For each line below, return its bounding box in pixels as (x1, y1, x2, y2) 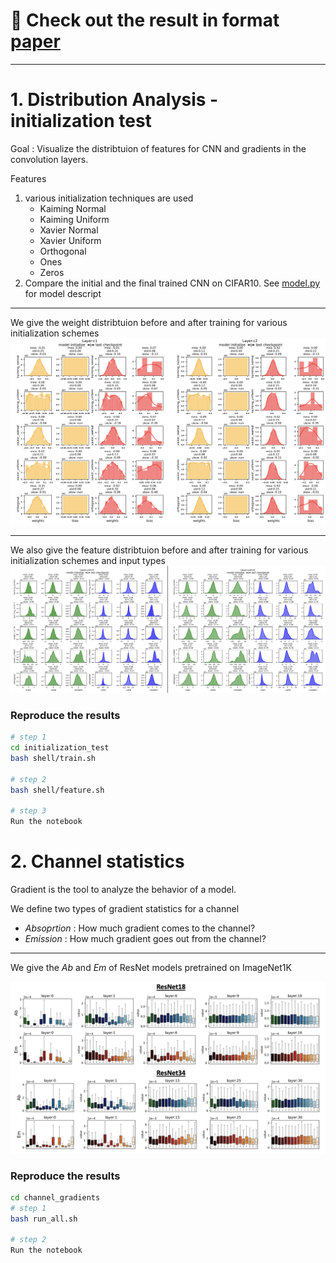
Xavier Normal (39, 224, 99, 236)
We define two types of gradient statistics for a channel (10, 903, 240, 915)
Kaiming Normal (39, 202, 107, 214)
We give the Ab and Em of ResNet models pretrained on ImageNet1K (10, 962, 292, 974)
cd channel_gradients (10, 1192, 101, 1203)
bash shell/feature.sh (10, 785, 105, 795)
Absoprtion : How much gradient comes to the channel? (24, 922, 256, 934)
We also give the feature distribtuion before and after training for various (10, 544, 309, 556)
